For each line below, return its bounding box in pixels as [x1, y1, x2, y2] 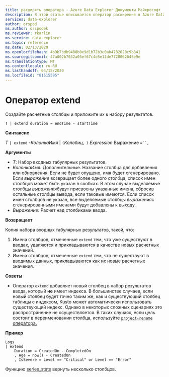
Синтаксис [5, 129, 29, 136]
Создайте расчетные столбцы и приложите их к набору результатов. [5, 111, 154, 117]
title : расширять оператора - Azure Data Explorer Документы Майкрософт [5, 7, 161, 13]
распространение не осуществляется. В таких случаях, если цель [12, 309, 156, 315]
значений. [12, 247, 34, 253]
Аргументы [5, 149, 31, 155]
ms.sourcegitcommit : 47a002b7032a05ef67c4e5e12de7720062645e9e [5, 54, 141, 59]
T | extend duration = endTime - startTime [5, 121, 98, 126]
